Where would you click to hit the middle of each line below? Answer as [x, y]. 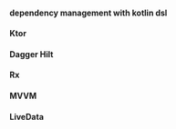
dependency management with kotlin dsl [88, 13]
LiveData [26, 116]
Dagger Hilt [31, 54]
